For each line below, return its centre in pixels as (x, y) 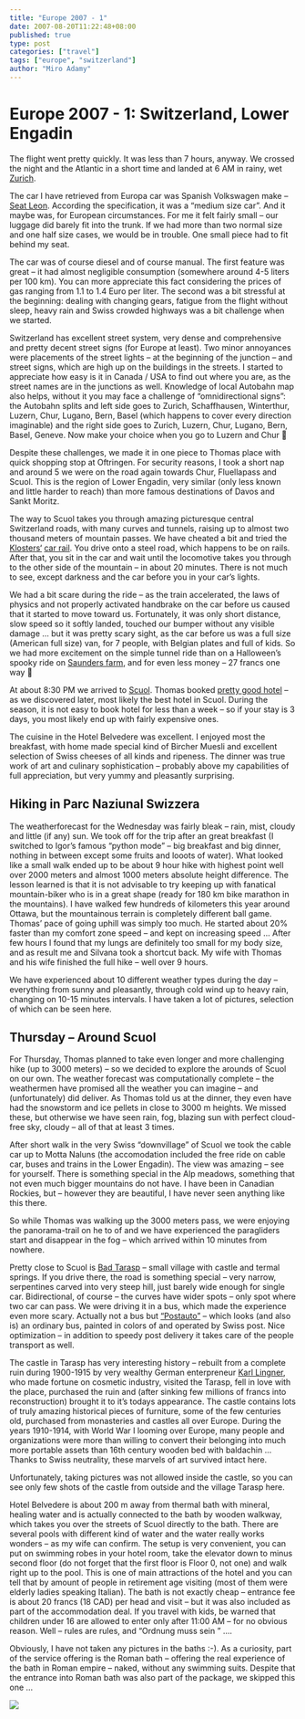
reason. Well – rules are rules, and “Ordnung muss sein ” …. (121, 1631)
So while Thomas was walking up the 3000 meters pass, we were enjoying (149, 1221)
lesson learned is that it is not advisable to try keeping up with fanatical (142, 884)
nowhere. (27, 1250)
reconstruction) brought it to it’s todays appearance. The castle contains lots (152, 1401)
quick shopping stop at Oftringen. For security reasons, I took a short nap (147, 462)
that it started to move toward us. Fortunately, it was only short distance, (145, 613)
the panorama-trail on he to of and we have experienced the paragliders (145, 1231)
